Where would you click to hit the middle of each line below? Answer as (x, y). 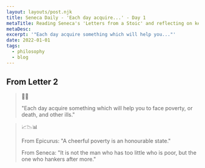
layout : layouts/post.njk (39, 12)
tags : (13, 46)
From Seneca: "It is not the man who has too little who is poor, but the (109, 153)
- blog (20, 57)
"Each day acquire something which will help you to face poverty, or (107, 108)
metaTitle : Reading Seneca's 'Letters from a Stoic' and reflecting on (99, 23)
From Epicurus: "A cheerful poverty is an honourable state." (96, 141)
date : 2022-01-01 (28, 40)
